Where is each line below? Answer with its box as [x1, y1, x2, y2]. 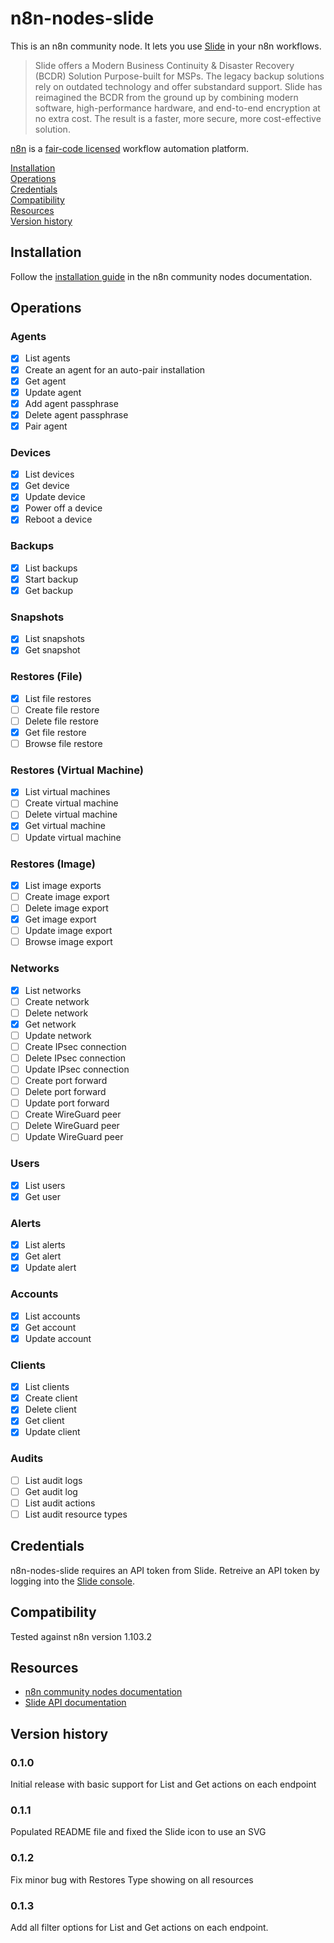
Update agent [24, 386, 82, 398]
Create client [24, 1392, 78, 1404]
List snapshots [24, 633, 85, 645]
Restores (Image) [10, 857, 96, 871]
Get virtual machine [24, 820, 106, 832]
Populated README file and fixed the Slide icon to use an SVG [10, 1826, 267, 1838]
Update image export [24, 925, 113, 937]
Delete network [24, 1007, 89, 1019]
